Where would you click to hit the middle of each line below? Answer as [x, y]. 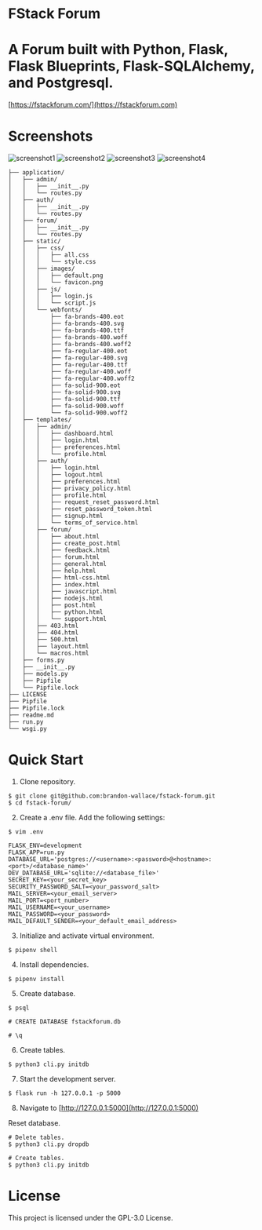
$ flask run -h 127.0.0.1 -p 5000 [65, 1093]
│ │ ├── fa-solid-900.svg [65, 392]
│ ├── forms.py [36, 660]
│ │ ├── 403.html [44, 626]
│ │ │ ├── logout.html [56, 475]
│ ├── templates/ [40, 420]
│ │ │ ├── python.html [56, 612]
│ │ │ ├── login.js [50, 296]
